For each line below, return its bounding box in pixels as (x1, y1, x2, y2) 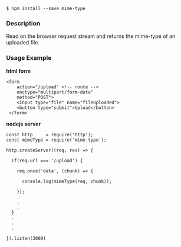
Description (6, 19, 41, 27)
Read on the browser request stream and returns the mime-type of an (6, 33, 176, 40)
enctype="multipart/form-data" (17, 89, 94, 95)
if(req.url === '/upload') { (11, 158, 83, 163)
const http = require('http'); (6, 131, 94, 137)
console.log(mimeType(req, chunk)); (21, 178, 112, 184)
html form (6, 67, 31, 74)
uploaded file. (6, 39, 40, 46)
